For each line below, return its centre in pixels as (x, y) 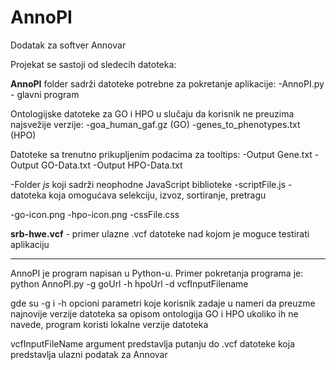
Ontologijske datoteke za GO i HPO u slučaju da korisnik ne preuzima (152, 113)
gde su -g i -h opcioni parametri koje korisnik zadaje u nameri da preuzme (163, 303)
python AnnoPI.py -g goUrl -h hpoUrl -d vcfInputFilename (129, 283)
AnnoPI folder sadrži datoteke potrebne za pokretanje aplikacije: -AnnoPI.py (167, 83)
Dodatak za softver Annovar (68, 45)
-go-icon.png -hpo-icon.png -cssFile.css (95, 214)
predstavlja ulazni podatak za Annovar (89, 354)
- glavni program (45, 94)
